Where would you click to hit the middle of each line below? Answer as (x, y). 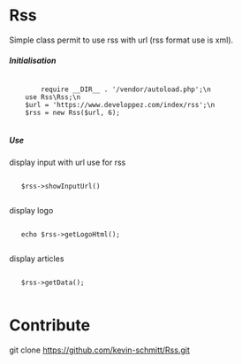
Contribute (50, 325)
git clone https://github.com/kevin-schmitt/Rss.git (99, 350)
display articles (37, 259)
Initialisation (33, 60)
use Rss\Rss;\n (53, 97)
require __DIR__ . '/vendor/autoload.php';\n (126, 89)
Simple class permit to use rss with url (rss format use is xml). (121, 40)
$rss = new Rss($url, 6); (73, 112)
